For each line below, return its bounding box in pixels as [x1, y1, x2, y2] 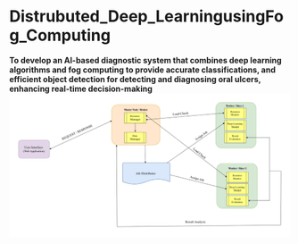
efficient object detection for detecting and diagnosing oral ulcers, [9, 73, 261, 84]
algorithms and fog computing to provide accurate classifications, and [9, 64, 277, 75]
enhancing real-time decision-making [9, 83, 153, 94]
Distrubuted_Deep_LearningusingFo [9, 6, 284, 27]
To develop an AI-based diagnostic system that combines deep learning [9, 55, 283, 65]
